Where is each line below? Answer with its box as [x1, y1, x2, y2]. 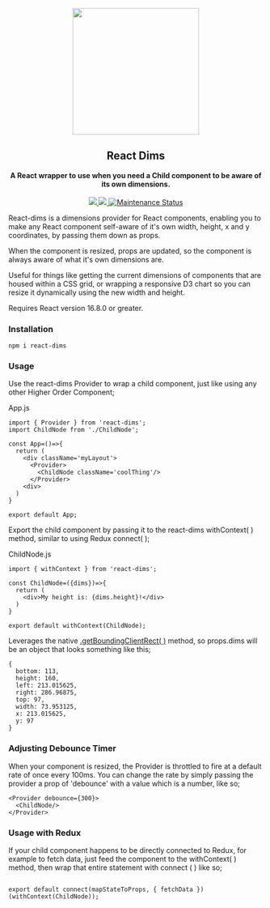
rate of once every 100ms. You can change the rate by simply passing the [8, 769, 254, 779]
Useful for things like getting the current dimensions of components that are [8, 270, 261, 279]
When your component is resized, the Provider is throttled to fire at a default [8, 761, 262, 771]
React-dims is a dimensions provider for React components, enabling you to [8, 213, 261, 223]
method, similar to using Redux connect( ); [8, 534, 150, 544]
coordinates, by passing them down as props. [8, 230, 161, 240]
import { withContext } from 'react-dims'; [8, 565, 158, 573]
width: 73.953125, [15, 703, 78, 711]
